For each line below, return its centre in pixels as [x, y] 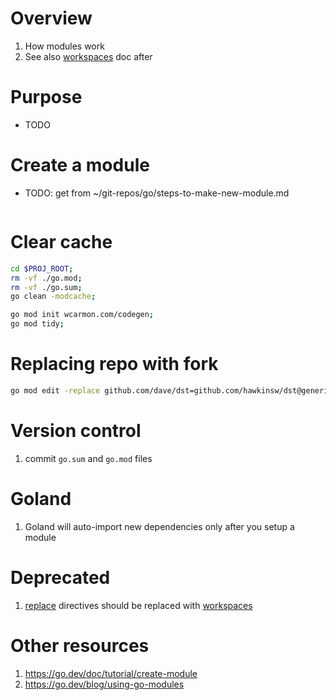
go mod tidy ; [37, 324]
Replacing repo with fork [114, 364]
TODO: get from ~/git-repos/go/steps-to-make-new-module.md [157, 193]
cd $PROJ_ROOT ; [42, 268]
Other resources [80, 645]
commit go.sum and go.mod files [88, 458]
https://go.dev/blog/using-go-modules [104, 684]
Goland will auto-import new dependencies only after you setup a [159, 526]
